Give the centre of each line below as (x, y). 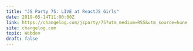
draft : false (22, 39)
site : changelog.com (31, 28)
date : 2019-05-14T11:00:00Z (40, 17)
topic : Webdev (23, 33)
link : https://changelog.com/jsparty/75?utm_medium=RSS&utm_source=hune (97, 22)
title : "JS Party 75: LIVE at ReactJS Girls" (62, 11)
